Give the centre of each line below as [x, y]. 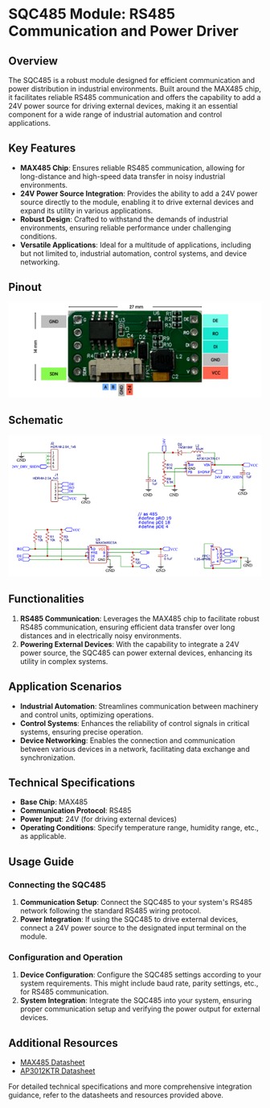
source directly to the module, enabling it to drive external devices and [137, 201]
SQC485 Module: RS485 [92, 14]
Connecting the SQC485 [57, 885]
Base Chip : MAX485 [54, 802]
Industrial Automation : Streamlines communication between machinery [139, 706]
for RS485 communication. [64, 992]
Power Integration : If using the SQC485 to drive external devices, [129, 919]
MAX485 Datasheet [53, 1062]
